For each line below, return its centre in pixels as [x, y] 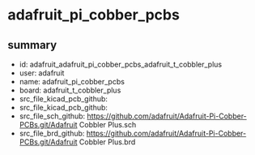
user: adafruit [42, 73]
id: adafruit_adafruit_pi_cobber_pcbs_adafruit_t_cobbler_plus [121, 64]
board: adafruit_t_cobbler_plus [70, 90]
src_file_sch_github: [52, 116]
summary [32, 45]
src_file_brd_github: [52, 133]
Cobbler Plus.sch [108, 125]
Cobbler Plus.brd [107, 142]
